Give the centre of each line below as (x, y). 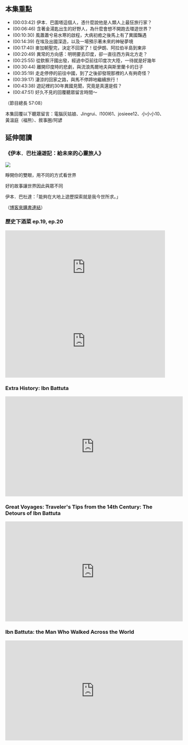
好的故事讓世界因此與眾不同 (34, 186)
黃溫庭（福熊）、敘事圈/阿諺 (34, 120)
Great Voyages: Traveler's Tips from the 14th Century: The (79, 507)
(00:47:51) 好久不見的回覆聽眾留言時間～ (55, 92)
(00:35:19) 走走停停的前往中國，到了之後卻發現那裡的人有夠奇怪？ (82, 73)
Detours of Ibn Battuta (33, 513)
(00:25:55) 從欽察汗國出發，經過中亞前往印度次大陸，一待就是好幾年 (84, 60)
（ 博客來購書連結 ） (25, 207)
